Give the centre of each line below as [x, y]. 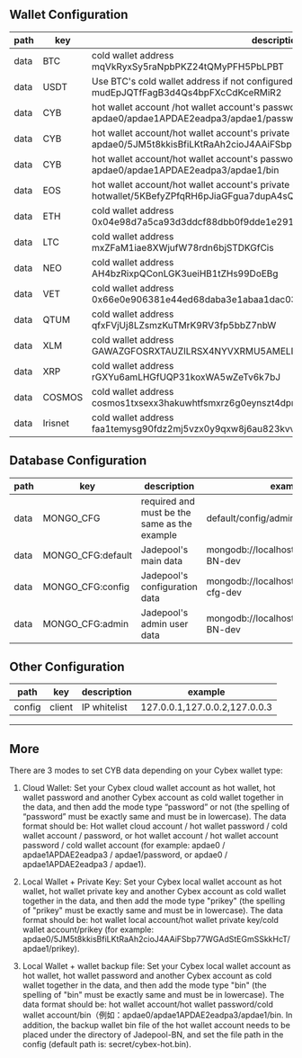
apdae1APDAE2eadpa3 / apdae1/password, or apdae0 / [125, 855]
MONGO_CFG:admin [85, 623]
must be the [166, 512]
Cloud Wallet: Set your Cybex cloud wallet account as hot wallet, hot [149, 788]
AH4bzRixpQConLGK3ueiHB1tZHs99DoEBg [185, 273]
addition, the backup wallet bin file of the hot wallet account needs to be [156, 1026]
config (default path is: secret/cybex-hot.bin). [107, 1045]
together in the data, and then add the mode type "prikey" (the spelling [154, 901]
